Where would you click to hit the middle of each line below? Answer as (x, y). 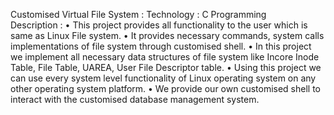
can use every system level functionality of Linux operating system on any (163, 78)
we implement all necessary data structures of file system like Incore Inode (165, 57)
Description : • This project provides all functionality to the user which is (159, 25)
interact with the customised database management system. (135, 99)
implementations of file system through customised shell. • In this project (161, 46)
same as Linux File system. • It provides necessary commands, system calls (167, 35)
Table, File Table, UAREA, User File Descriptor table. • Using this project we (166, 67)
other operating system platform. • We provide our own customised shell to (166, 88)
